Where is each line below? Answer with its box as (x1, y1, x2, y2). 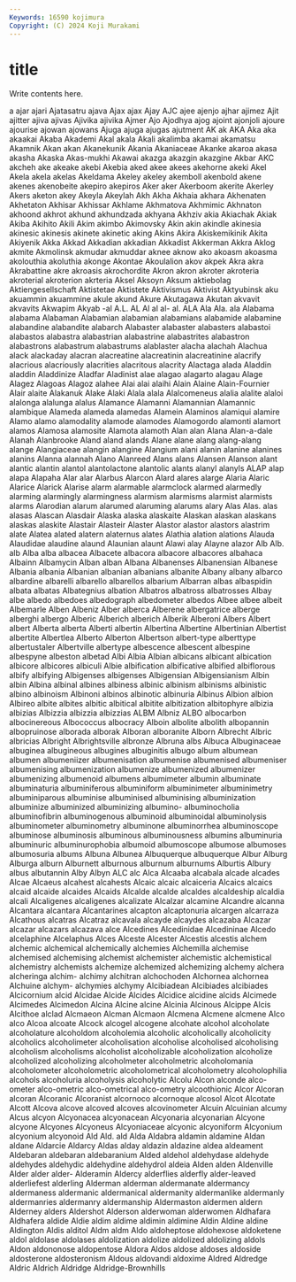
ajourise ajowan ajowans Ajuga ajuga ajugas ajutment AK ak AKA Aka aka (9, 125, 277, 135)
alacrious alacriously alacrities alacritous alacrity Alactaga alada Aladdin (9, 359, 272, 370)
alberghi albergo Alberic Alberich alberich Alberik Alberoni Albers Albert (9, 614, 271, 624)
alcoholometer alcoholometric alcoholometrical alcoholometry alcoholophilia (9, 1065, 287, 1076)
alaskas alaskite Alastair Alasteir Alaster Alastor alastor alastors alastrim (9, 520, 270, 530)
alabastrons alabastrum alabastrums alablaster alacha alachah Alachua (9, 341, 268, 351)
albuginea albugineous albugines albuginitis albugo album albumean (9, 745, 258, 756)
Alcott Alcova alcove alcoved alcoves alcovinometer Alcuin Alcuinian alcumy (9, 1103, 287, 1114)
